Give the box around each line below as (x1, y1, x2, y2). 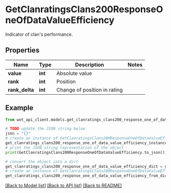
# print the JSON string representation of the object (5, 145, 124, 150)
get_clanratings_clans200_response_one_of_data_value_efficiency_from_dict (5, 173, 169, 179)
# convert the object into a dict (5, 159, 79, 164)
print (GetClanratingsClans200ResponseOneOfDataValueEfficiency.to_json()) (5, 150, 167, 155)
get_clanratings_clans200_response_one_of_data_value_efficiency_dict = (5, 164, 163, 169)
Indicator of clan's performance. (5, 31, 73, 37)
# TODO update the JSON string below (5, 126, 85, 131)
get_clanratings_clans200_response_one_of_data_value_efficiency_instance (5, 141, 167, 146)
